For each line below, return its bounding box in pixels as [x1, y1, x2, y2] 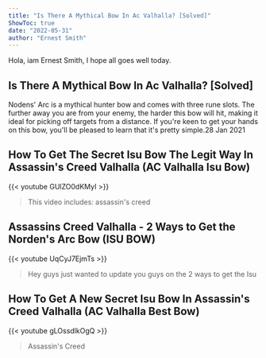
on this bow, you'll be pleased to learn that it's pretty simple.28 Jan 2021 [8, 125, 246, 135]
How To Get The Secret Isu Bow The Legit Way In [8, 148, 254, 161]
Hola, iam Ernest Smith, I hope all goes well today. [8, 56, 172, 65]
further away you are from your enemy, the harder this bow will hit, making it [8, 108, 258, 118]
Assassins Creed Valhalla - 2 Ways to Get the [8, 220, 236, 234]
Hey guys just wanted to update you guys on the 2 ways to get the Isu [27, 269, 256, 278]
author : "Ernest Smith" [8, 33, 87, 42]
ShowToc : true [8, 19, 56, 27]
